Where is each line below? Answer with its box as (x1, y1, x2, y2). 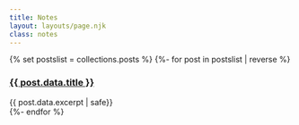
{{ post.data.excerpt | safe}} (9, 96, 114, 107)
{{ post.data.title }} (9, 77, 94, 89)
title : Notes (9, 12, 58, 22)
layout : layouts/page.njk (9, 21, 106, 30)
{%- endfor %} (9, 106, 65, 117)
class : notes (9, 29, 58, 38)
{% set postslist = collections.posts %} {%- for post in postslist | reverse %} (9, 54, 291, 65)
